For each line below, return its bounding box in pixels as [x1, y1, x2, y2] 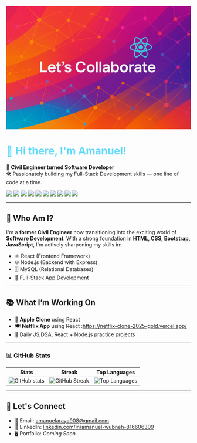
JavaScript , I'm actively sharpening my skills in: [6, 241, 122, 248]
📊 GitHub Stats [6, 351, 51, 360]
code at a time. [6, 178, 42, 185]
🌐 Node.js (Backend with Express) [14, 259, 98, 266]
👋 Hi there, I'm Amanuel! [6, 144, 127, 157]
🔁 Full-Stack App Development [14, 274, 89, 281]
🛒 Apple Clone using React [14, 316, 80, 323]
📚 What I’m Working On [6, 297, 96, 307]
